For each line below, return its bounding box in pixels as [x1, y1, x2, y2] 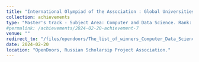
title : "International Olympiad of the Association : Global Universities [6, 8, 195, 15]
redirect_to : [6, 36, 38, 42]
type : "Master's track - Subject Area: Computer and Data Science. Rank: [6, 19, 192, 25]
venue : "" [6, 31, 31, 37]
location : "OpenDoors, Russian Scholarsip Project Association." [6, 47, 171, 53]
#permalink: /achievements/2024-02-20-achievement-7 [6, 25, 139, 31]
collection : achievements [6, 14, 70, 20]
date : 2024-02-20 [6, 42, 49, 48]
